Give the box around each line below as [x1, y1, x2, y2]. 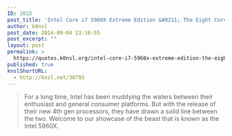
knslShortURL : [7, 67, 48, 74]
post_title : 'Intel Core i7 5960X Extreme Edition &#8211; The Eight [7, 16, 212, 23]
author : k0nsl [7, 23, 48, 30]
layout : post [7, 42, 45, 49]
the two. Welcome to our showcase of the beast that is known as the [23, 115, 220, 123]
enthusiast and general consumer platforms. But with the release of [23, 100, 216, 109]
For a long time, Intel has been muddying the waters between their [23, 93, 213, 101]
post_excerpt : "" [7, 36, 57, 43]
